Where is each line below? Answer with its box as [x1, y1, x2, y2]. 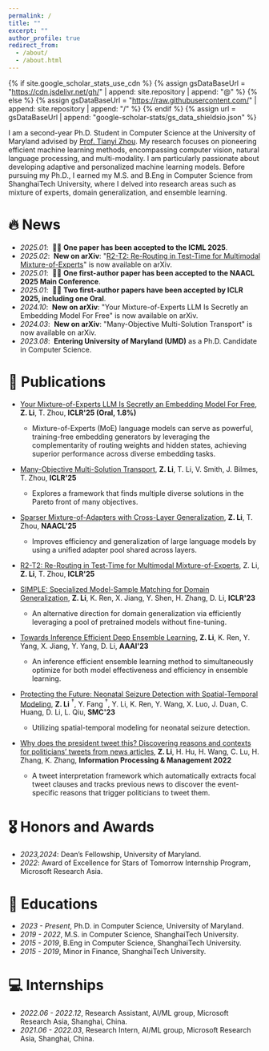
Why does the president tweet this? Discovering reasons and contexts [19, 739, 251, 748]
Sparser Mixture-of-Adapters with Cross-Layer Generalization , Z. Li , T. [19, 512, 254, 521]
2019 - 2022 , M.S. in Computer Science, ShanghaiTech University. [19, 930, 239, 940]
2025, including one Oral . [19, 293, 106, 303]
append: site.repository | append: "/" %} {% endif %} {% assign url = [8, 103, 236, 113]
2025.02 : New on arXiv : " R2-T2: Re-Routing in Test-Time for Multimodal [19, 251, 261, 260]
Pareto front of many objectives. [31, 497, 139, 506]
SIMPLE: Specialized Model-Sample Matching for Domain [19, 584, 210, 594]
